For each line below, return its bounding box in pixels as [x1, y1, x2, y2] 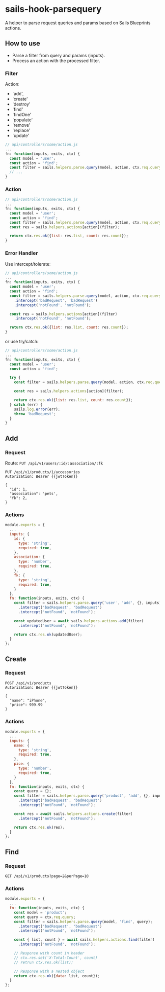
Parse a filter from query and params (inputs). [12, 52, 105, 58]
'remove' [12, 122, 30, 128]
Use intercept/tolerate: [5, 261, 51, 267]
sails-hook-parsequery [5, 3, 102, 15]
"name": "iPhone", [9, 698, 48, 703]
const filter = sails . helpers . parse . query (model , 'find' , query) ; [14, 919, 153, 924]
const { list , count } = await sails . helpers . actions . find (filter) [14, 937, 155, 942]
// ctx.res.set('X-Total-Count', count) [14, 955, 98, 960]
